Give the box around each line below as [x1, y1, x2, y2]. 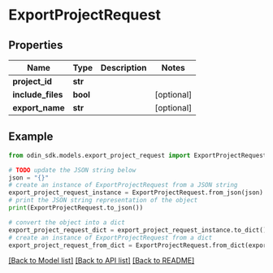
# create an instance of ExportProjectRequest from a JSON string [8, 181, 238, 189]
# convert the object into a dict [8, 218, 126, 227]
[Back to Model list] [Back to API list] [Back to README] [8, 256, 195, 266]
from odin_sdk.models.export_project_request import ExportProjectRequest [8, 151, 267, 159]
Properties [8, 38, 63, 52]
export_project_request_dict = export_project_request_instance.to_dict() [8, 226, 267, 234]
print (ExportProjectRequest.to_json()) [8, 204, 144, 212]
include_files [12, 89, 63, 100]
